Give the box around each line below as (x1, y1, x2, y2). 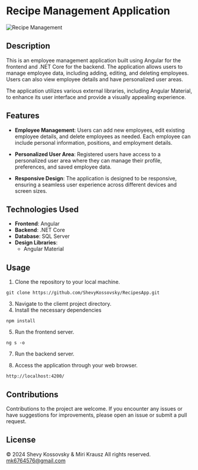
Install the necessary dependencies (14, 307, 102, 314)
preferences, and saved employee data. (14, 163, 112, 170)
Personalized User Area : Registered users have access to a (14, 150, 161, 158)
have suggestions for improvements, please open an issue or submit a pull (6, 411, 187, 418)
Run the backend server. (14, 350, 75, 357)
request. (6, 418, 27, 425)
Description (6, 41, 50, 51)
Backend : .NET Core (14, 227, 65, 234)
